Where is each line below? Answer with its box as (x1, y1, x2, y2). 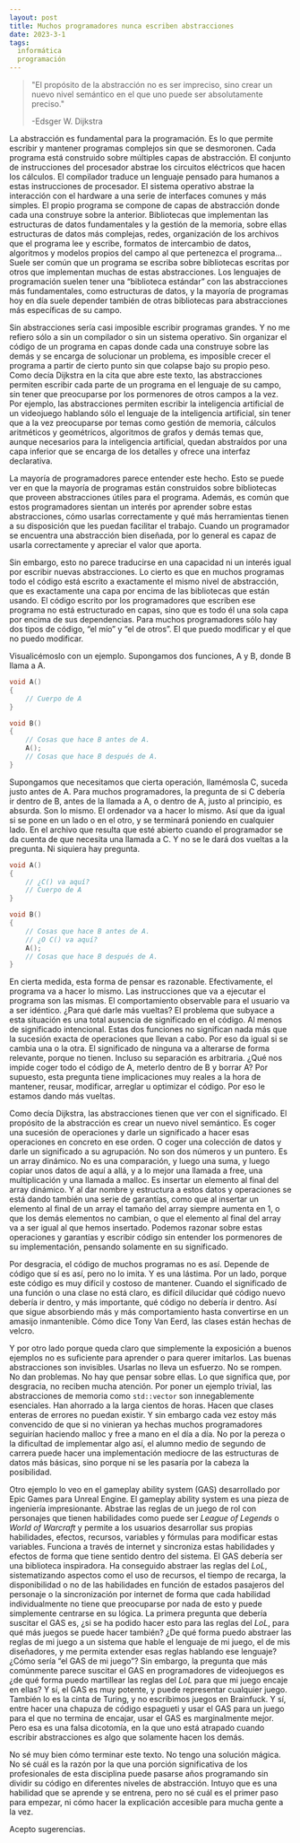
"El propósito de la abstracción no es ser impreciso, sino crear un (30, 80, 273, 90)
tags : (9, 38, 30, 48)
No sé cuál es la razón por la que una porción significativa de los (9, 1759, 248, 1769)
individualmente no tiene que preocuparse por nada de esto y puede (9, 1598, 262, 1610)
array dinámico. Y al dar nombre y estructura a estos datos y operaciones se (9, 1185, 292, 1195)
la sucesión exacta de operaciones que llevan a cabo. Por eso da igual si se (9, 1033, 288, 1045)
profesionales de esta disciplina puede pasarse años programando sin (9, 1769, 269, 1779)
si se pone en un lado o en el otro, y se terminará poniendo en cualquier (9, 814, 275, 825)
